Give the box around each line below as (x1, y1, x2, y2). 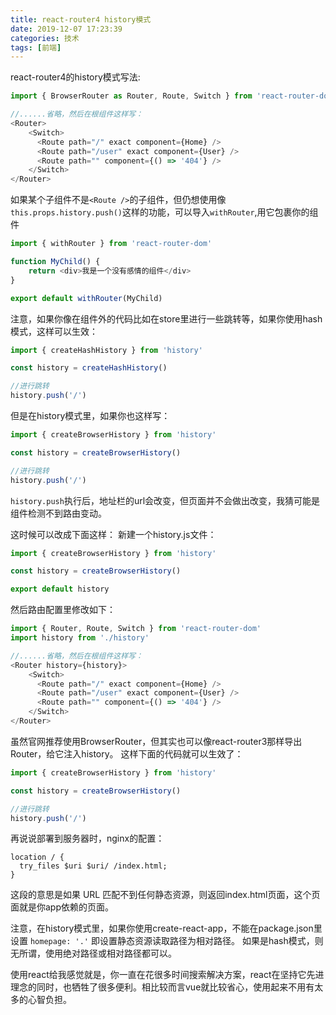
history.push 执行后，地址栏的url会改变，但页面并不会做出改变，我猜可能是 (10, 494, 321, 506)
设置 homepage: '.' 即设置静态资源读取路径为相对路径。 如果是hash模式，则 (10, 935, 324, 947)
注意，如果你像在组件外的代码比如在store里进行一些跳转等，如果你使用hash (10, 312, 323, 325)
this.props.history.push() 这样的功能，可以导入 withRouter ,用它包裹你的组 (10, 206, 319, 218)
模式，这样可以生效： (10, 325, 98, 337)
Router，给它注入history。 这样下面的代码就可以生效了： (10, 747, 244, 760)
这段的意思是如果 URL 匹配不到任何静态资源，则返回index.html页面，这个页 (10, 889, 321, 901)
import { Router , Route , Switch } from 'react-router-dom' (10, 624, 262, 634)
